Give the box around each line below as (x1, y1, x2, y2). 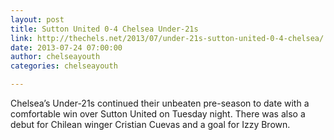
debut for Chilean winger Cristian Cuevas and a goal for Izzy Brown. (10, 119, 291, 130)
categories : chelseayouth (10, 61, 118, 71)
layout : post (10, 14, 65, 25)
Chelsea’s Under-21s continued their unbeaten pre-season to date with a (10, 97, 310, 109)
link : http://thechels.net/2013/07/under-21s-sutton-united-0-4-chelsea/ (10, 33, 325, 43)
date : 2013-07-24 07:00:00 (10, 42, 123, 53)
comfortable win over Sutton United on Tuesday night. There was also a (10, 108, 306, 120)
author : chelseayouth (10, 52, 101, 62)
